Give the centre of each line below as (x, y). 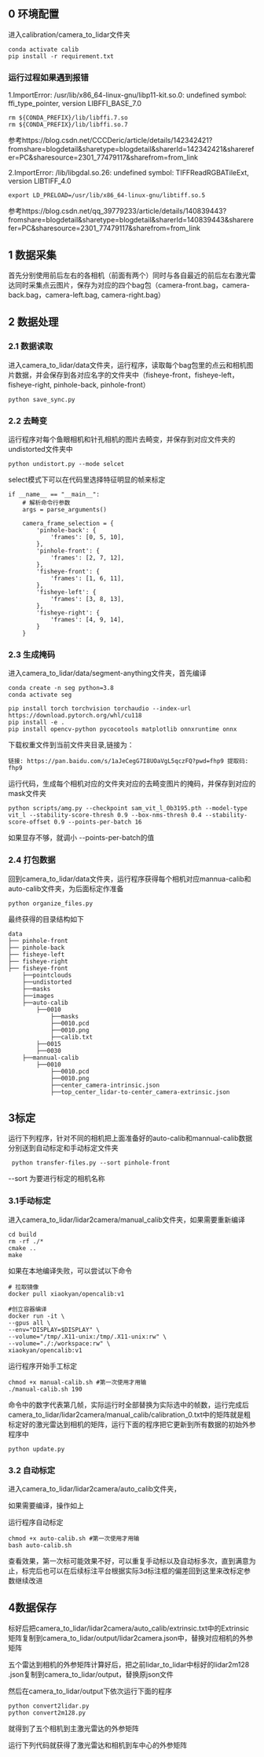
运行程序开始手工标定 (42, 1366)
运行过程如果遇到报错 (48, 77)
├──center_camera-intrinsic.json (104, 1085)
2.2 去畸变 (28, 420)
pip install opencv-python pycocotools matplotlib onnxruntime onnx (123, 729)
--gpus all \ (29, 1322)
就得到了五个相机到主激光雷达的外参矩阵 (73, 1728)
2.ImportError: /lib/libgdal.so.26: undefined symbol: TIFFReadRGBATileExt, (128, 173)
